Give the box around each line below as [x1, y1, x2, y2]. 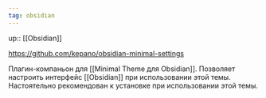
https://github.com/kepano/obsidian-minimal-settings [8, 48, 185, 58]
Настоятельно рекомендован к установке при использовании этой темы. [8, 81, 259, 90]
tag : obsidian [8, 11, 56, 20]
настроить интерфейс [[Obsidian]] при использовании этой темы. [8, 72, 231, 81]
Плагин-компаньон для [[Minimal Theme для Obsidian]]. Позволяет [8, 64, 236, 73]
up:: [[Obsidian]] [8, 33, 62, 43]
